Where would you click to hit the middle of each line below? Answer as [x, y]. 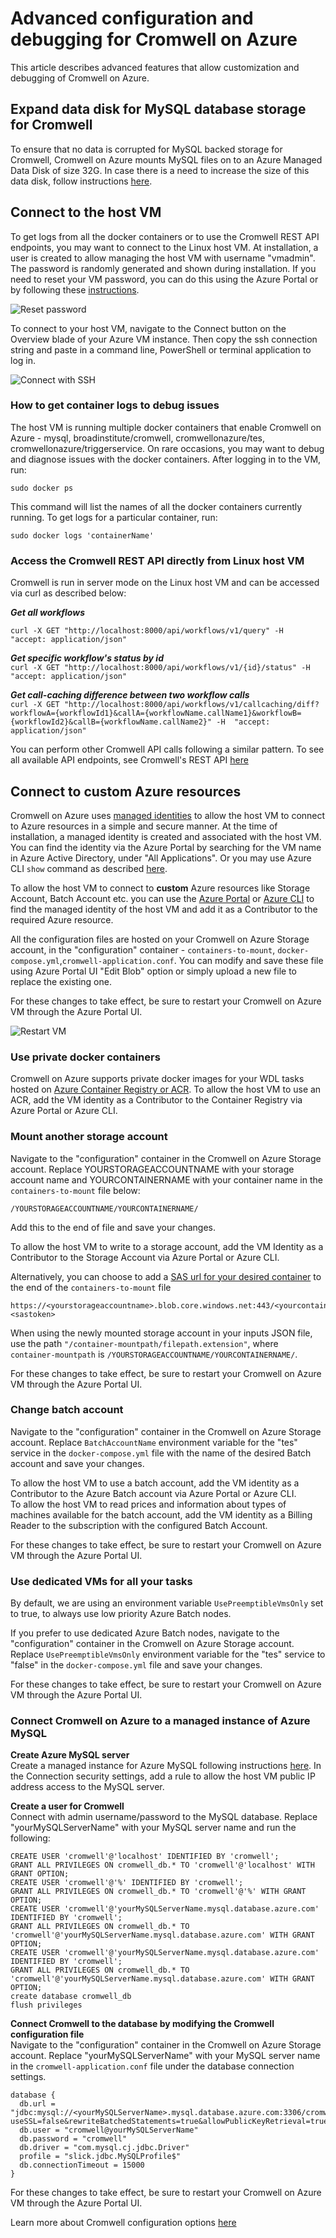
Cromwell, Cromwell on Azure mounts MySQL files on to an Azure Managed [166, 159]
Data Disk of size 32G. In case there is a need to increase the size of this [160, 170]
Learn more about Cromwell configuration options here [123, 2223]
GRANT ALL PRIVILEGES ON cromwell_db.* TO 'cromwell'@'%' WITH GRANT [158, 1892]
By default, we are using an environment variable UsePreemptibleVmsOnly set [167, 1603]
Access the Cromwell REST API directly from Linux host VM [157, 560]
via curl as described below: [68, 593]
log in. [23, 360]
